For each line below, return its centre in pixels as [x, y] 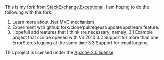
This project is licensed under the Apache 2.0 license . [60, 52]
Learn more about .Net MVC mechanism [53, 22]
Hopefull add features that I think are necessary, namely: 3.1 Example [82, 32]
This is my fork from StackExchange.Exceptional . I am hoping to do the [77, 7]
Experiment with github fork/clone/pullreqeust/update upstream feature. [86, 27]
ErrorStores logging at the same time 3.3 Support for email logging [80, 43]
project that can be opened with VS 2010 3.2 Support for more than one [85, 37]
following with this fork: [29, 12]
